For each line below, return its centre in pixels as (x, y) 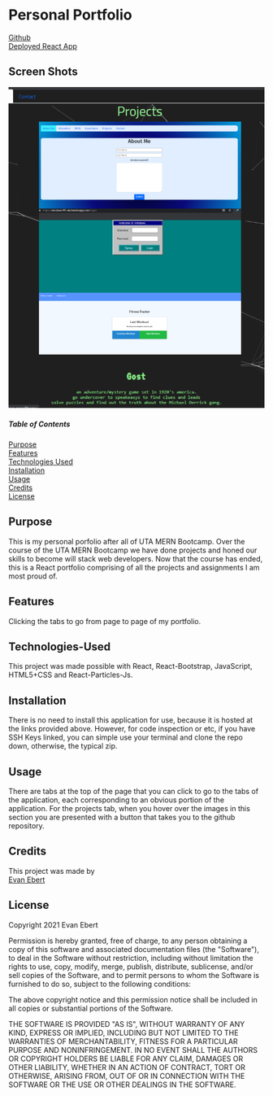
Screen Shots (43, 72)
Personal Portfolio (70, 15)
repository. (26, 826)
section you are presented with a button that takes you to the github (122, 817)
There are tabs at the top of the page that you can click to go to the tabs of (133, 792)
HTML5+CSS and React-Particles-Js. (71, 675)
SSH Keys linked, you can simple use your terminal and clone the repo (126, 737)
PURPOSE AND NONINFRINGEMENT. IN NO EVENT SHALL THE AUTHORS (133, 1050)
